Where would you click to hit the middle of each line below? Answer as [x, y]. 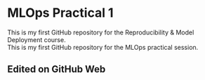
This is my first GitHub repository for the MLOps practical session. [103, 47]
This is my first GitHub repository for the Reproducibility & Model [101, 32]
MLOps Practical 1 [60, 13]
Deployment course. [37, 39]
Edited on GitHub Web [57, 69]
